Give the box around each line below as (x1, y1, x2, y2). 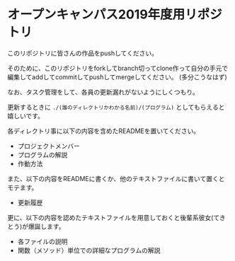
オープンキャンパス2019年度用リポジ (7, 6, 223, 23)
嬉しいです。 (7, 111, 45, 120)
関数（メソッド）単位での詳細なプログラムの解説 (17, 245, 161, 255)
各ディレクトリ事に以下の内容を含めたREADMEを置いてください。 (7, 127, 200, 135)
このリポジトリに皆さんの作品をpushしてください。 (7, 49, 158, 57)
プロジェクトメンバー (17, 141, 80, 150)
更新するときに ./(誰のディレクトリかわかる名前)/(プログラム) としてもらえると (7, 103, 225, 111)
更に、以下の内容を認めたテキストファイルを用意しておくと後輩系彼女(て (7, 213, 220, 221)
